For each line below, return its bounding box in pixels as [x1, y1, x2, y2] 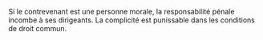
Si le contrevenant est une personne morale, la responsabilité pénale [8, 7, 235, 16]
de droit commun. [8, 24, 67, 33]
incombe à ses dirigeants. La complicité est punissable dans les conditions [8, 15, 255, 25]
